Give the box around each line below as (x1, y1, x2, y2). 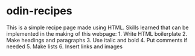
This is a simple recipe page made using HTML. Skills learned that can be (6, 24, 189, 31)
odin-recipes (6, 4, 72, 18)
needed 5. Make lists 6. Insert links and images (6, 43, 123, 50)
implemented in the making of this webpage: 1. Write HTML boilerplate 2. (6, 30, 188, 37)
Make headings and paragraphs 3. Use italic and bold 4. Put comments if (6, 36, 188, 43)
